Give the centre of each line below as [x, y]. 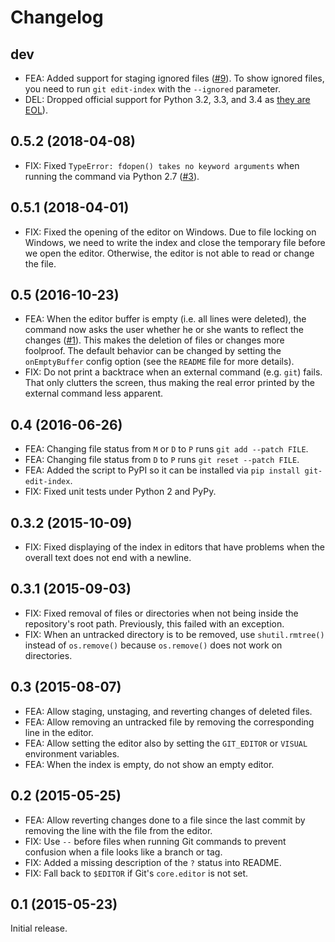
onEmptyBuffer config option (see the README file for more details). [159, 362]
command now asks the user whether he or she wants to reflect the [164, 330]
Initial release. [39, 928]
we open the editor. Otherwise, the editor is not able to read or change [169, 253]
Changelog [57, 17]
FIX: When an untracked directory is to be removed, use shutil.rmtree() [174, 634]
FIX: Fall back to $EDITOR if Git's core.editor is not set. [136, 873]
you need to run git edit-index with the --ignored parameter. [152, 89]
